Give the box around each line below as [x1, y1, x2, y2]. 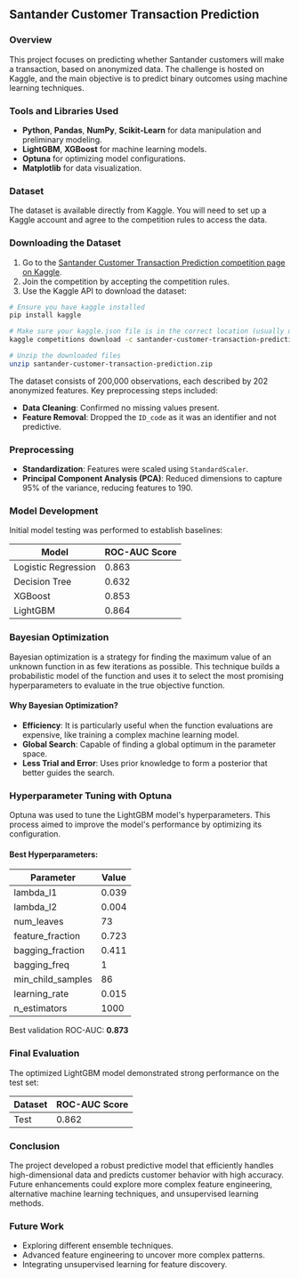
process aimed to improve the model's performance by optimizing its [9, 819, 263, 830]
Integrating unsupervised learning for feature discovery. [21, 1259, 228, 1270]
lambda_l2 [13, 901, 58, 913]
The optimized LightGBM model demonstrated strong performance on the [9, 1067, 279, 1078]
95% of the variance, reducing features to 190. [21, 482, 193, 493]
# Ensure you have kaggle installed [9, 303, 145, 311]
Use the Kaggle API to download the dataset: [21, 285, 187, 296]
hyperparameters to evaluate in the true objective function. [9, 680, 225, 691]
